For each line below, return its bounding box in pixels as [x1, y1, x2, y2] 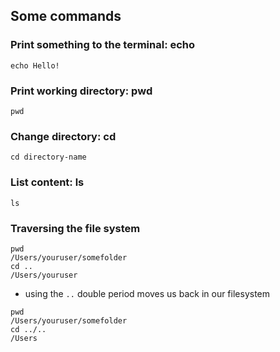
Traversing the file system [10, 221, 141, 235]
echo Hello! [10, 60, 60, 71]
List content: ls [10, 175, 85, 189]
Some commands [10, 8, 122, 25]
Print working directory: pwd [10, 84, 153, 98]
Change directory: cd [10, 129, 117, 143]
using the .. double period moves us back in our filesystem [24, 287, 271, 299]
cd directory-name [10, 152, 87, 163]
